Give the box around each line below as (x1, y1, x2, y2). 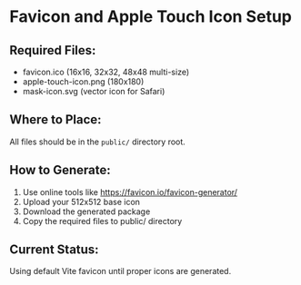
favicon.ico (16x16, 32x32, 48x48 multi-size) (22, 66, 190, 77)
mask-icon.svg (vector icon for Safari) (22, 86, 166, 96)
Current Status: (9, 242, 99, 258)
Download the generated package (22, 206, 151, 217)
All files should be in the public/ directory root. (9, 136, 186, 147)
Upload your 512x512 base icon (22, 196, 141, 207)
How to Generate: (9, 162, 111, 178)
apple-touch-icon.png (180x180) (22, 76, 145, 87)
